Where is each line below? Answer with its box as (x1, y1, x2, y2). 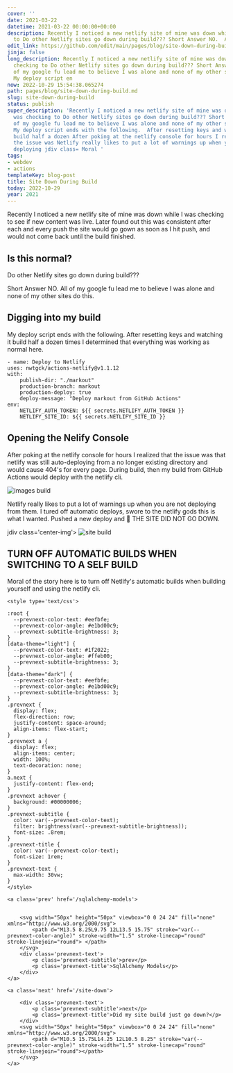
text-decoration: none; (13, 762, 82, 769)
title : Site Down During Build (7, 178, 98, 185)
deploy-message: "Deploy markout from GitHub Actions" (19, 395, 182, 402)
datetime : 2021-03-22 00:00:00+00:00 (7, 23, 116, 30)
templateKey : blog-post (7, 172, 76, 179)
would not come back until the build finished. (7, 232, 136, 240)
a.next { (7, 774, 33, 782)
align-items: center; (13, 750, 76, 757)
